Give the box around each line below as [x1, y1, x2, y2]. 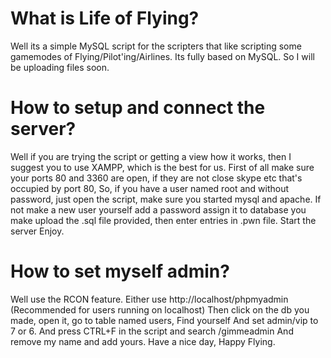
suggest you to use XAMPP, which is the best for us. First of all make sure [10, 161, 315, 173]
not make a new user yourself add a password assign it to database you [10, 203, 307, 216]
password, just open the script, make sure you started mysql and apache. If [10, 193, 322, 205]
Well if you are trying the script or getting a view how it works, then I [10, 150, 292, 162]
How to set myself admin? [10, 260, 230, 283]
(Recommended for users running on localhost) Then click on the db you [10, 303, 310, 316]
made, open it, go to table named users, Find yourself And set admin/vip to [10, 314, 319, 326]
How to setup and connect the [10, 97, 266, 119]
